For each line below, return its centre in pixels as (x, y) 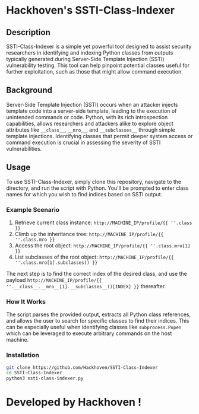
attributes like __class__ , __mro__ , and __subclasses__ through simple (91, 130)
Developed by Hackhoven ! (74, 402)
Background (29, 90)
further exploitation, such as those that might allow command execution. (94, 71)
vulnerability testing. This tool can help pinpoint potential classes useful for (98, 65)
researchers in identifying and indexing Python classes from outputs (90, 53)
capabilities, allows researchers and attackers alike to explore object (90, 123)
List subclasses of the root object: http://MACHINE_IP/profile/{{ (94, 257)
